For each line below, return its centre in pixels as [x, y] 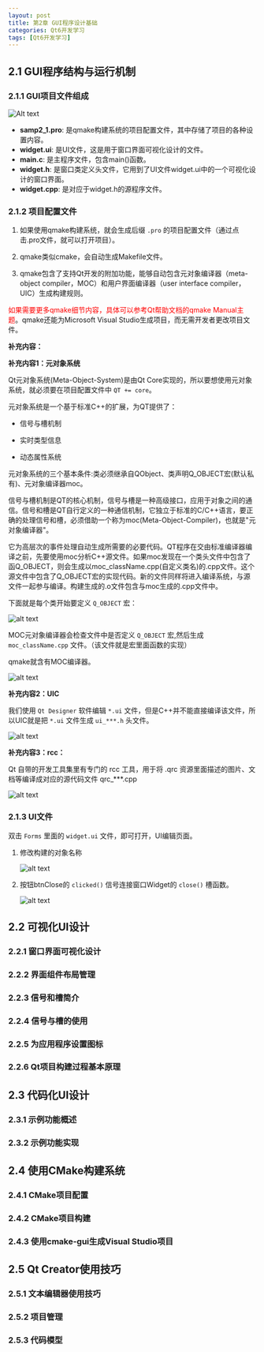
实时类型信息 [40, 440]
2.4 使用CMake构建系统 [67, 1171]
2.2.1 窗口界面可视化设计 [55, 951]
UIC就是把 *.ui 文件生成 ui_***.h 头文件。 [84, 721]
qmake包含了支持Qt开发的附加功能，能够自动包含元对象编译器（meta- [134, 274]
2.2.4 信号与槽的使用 [48, 1021]
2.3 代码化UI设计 [49, 1095]
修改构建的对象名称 [51, 852]
